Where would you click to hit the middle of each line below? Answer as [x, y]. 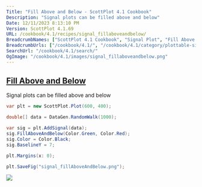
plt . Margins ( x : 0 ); [31, 156]
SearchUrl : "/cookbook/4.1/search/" [52, 51]
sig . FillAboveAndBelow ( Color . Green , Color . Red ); [68, 134]
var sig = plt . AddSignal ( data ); [47, 128]
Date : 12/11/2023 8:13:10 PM [43, 23]
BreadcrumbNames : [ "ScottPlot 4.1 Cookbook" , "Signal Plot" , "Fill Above [101, 40]
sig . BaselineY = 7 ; [31, 145]
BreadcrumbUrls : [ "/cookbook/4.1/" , [52, 46]
